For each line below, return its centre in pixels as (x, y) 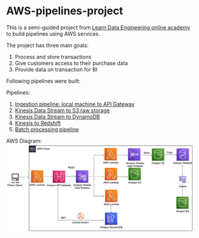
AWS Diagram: (24, 140)
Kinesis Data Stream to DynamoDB (57, 117)
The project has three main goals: (47, 45)
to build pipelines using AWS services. (53, 33)
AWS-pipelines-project (65, 11)
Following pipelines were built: (43, 81)
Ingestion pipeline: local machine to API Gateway (75, 104)
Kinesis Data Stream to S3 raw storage (62, 110)
